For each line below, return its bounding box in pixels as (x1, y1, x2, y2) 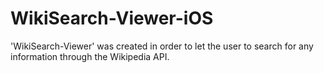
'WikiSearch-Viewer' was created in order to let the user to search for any (10, 40, 314, 52)
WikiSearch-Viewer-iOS (10, 7, 214, 30)
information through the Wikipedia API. (10, 50, 170, 62)
